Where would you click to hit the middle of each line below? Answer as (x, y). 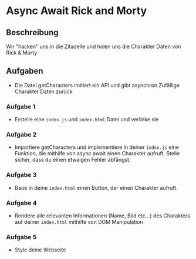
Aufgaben (25, 71)
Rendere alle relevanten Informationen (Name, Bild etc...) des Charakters (102, 216)
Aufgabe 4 (21, 203)
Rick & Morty (22, 53)
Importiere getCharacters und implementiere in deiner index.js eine (97, 147)
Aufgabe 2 (21, 135)
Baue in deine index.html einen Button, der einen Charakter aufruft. (96, 188)
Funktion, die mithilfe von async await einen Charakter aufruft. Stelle (97, 154)
